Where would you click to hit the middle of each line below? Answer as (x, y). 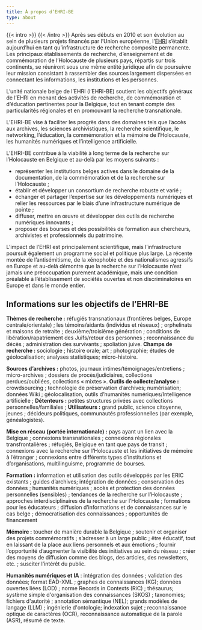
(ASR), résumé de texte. (36, 620)
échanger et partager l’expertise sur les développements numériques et (104, 197)
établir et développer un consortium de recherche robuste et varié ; (98, 190)
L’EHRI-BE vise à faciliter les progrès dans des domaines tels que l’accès (96, 122)
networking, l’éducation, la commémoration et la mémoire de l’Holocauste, (98, 135)
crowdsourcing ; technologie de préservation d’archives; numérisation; (94, 388)
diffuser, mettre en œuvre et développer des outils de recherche (94, 216)
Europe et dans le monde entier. (46, 285)
